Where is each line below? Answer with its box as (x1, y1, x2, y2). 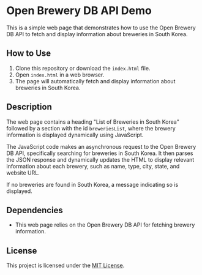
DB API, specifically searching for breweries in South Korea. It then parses (6, 149, 193, 157)
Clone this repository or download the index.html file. (15, 64, 151, 72)
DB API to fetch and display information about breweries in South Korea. (6, 30, 188, 37)
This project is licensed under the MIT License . (6, 262, 125, 269)
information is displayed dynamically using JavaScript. (6, 131, 144, 138)
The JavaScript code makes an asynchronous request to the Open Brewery (6, 143, 196, 150)
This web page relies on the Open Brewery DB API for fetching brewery (15, 221, 195, 228)
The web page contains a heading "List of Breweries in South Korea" (6, 118, 179, 126)
